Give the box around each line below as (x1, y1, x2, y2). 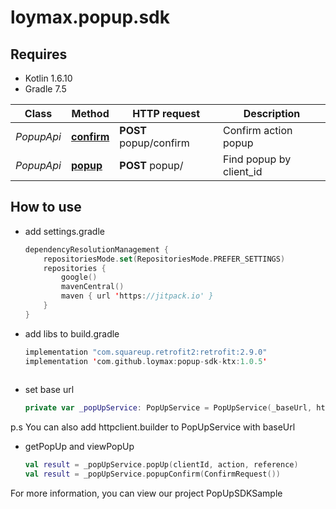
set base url (24, 384, 75, 396)
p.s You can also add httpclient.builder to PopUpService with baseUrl (10, 421, 296, 433)
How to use (10, 199, 82, 216)
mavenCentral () (61, 282, 125, 292)
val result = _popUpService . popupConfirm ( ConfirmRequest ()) (24, 469, 281, 480)
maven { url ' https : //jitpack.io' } (61, 291, 214, 301)
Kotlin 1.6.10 (24, 72, 73, 84)
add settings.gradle (24, 225, 105, 237)
